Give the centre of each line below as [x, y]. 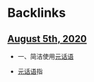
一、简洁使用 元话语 [46, 56]
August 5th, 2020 [47, 39]
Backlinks [37, 13]
